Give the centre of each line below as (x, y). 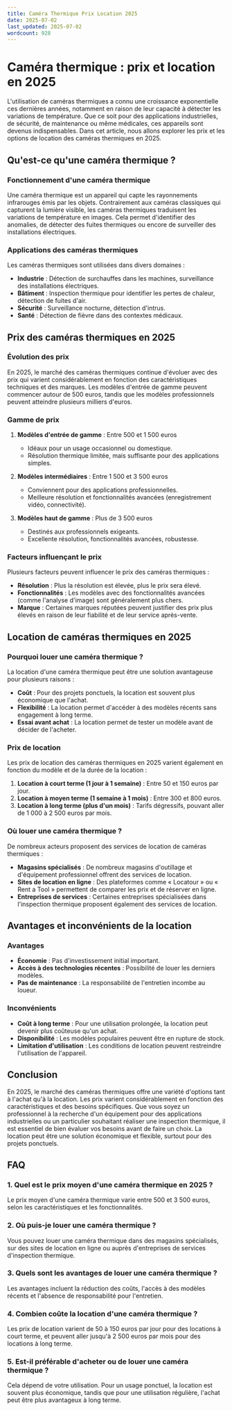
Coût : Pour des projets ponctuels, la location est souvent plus (106, 693)
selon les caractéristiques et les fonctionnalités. (75, 1207)
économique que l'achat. (53, 700)
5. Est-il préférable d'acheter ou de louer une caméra (98, 1362)
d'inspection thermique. (41, 1255)
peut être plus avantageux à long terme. (64, 1400)
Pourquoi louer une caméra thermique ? (75, 657)
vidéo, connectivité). (57, 505)
